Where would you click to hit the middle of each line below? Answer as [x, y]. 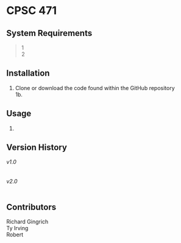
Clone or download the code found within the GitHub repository [95, 88]
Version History [37, 148]
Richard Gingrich [27, 222]
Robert [15, 234]
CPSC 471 [31, 11]
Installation [28, 73]
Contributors [31, 207]
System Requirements [49, 33]
